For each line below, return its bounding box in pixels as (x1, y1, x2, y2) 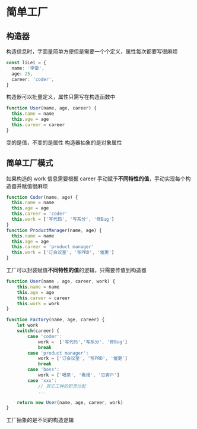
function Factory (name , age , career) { (6, 317, 105, 323)
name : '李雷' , (11, 65, 45, 71)
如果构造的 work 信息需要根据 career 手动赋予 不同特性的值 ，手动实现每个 (6, 175, 186, 182)
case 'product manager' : (27, 350, 89, 356)
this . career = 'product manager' (11, 244, 94, 250)
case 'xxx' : (27, 377, 58, 384)
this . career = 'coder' (11, 211, 68, 217)
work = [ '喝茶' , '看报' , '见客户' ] (37, 372, 120, 378)
